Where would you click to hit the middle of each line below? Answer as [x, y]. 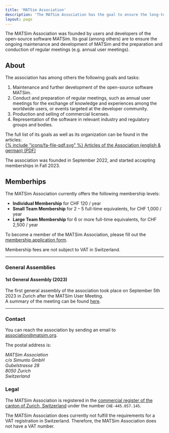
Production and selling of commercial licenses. [61, 114]
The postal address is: [28, 345]
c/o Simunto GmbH [25, 360]
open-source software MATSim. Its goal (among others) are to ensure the [81, 39]
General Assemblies [30, 267]
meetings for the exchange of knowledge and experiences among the [84, 103]
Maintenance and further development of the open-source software [83, 87]
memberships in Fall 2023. [33, 166]
